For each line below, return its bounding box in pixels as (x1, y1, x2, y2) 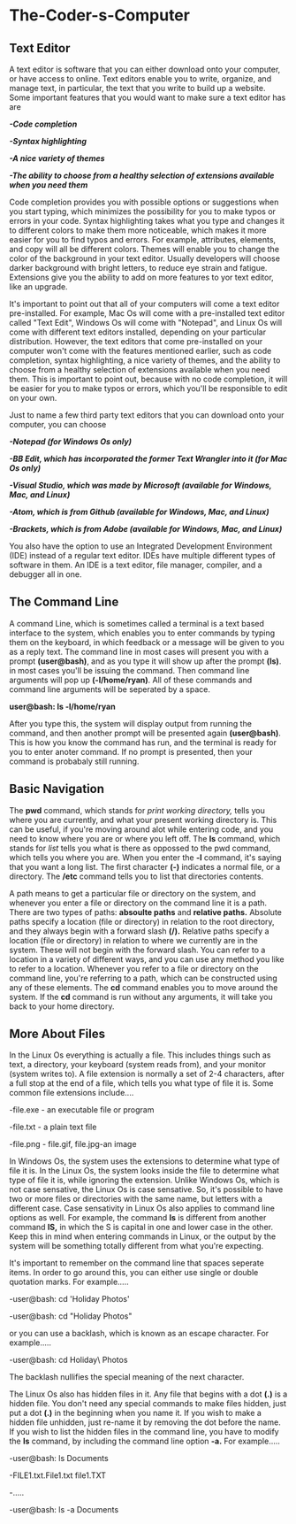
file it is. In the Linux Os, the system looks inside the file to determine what (9, 1166, 280, 1176)
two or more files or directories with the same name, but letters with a (9, 1194, 263, 1205)
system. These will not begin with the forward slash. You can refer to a (9, 944, 266, 955)
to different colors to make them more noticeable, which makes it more (9, 225, 267, 235)
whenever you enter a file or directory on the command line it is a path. (9, 897, 268, 908)
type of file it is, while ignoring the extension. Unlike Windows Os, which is (9, 1174, 280, 1186)
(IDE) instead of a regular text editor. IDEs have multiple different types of (9, 550, 276, 560)
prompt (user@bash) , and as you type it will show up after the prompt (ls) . (9, 656, 282, 666)
